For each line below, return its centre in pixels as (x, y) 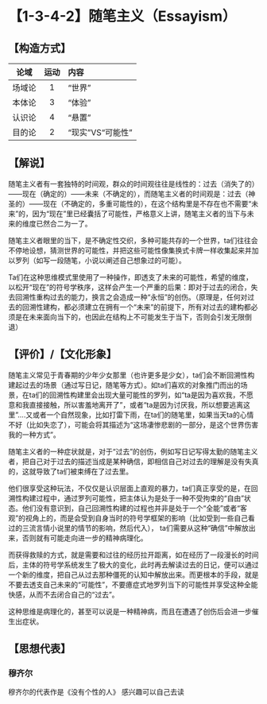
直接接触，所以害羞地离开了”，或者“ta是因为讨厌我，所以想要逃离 (136, 404)
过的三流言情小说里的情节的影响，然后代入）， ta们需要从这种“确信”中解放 (128, 528)
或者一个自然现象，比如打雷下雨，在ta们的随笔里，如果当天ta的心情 (143, 415)
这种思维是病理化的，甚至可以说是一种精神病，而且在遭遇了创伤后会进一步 (130, 611)
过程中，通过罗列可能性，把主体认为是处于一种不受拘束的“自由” (140, 498)
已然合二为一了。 (64, 223)
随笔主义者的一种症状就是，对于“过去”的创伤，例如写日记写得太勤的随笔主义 (133, 451)
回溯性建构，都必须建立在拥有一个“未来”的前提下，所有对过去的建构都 (137, 307)
